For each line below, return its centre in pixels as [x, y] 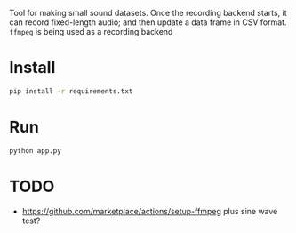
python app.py [36, 150]
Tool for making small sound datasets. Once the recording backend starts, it [148, 13]
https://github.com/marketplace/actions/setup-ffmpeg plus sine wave [150, 211]
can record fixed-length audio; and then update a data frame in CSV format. [148, 22]
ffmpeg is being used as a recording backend [91, 32]
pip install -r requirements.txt [71, 91]
